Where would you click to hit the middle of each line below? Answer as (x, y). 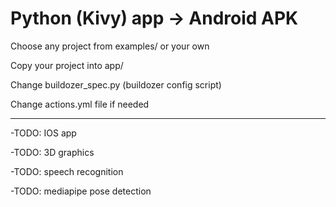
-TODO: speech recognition (67, 171)
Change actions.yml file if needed (80, 104)
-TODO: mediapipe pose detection (81, 191)
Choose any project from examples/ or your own (110, 46)
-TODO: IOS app (43, 133)
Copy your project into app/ (67, 65)
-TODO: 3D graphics (52, 152)
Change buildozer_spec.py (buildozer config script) (116, 84)
